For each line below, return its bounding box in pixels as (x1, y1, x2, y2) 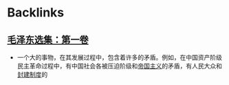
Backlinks (7, 5, 65, 21)
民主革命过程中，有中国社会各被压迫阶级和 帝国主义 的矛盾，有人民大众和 (17, 62, 222, 70)
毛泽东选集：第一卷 (7, 34, 89, 45)
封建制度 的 (17, 71, 48, 78)
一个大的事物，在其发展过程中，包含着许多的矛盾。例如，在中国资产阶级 (17, 53, 222, 61)
